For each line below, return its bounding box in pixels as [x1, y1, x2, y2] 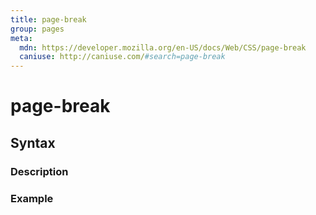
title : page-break [10, 14, 87, 25]
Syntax [10, 134, 56, 151]
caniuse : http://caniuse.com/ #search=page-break [19, 52, 226, 62]
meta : [10, 33, 33, 43]
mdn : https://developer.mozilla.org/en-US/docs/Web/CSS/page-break [19, 42, 307, 53]
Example [10, 191, 54, 205]
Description [10, 164, 69, 178]
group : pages [10, 24, 65, 34]
